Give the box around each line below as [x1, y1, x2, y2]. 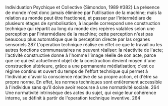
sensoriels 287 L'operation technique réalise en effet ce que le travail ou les [5, 42, 162, 47]
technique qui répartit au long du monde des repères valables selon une [5, 26, 155, 32]
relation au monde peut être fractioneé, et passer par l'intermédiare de [5, 15, 152, 21]
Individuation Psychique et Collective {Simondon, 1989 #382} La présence [5, 5, 160, 10]
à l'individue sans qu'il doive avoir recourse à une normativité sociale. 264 [5, 84, 160, 90]
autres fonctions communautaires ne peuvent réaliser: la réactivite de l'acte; [5, 47, 163, 53]
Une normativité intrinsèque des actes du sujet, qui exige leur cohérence [5, 90, 156, 95]
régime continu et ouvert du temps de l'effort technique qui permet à [5, 68, 148, 74]
